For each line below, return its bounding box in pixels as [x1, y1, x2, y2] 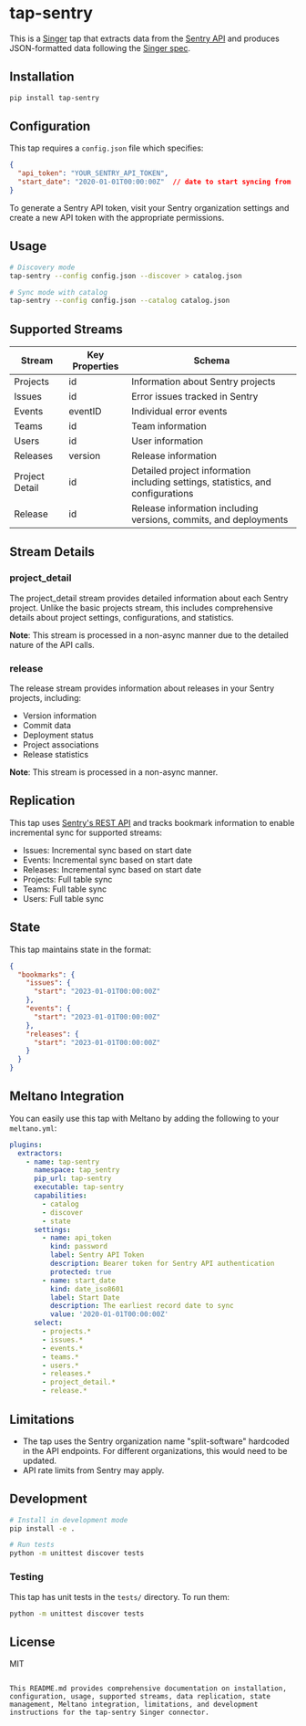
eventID [68, 405, 102, 418]
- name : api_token [42, 1233, 112, 1243]
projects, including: [9, 693, 82, 704]
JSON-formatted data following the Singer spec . [9, 42, 191, 53]
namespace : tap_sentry [33, 1166, 120, 1175]
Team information [131, 420, 207, 433]
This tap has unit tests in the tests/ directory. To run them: [9, 1591, 230, 1602]
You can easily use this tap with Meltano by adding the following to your [9, 1113, 280, 1124]
